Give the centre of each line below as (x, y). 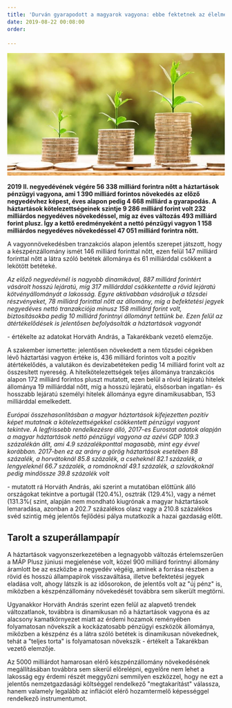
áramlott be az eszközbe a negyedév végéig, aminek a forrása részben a (110, 569)
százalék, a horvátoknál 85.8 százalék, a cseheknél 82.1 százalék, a (105, 458)
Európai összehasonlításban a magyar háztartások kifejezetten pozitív (108, 415)
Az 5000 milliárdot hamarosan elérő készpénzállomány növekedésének (109, 662)
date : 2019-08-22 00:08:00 (46, 22)
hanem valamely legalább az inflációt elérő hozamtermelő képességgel (108, 691)
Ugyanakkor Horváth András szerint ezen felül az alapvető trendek (102, 604)
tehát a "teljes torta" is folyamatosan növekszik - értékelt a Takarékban (108, 641)
